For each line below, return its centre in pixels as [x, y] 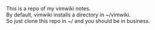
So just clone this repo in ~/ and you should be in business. [78, 21]
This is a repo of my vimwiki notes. [49, 9]
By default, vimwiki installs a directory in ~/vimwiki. [69, 15]
